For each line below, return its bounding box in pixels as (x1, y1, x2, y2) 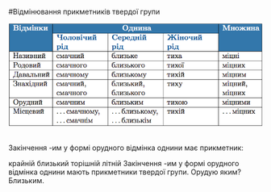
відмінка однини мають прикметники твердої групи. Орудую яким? (8, 167, 242, 177)
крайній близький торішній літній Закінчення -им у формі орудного (8, 158, 240, 168)
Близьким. (8, 175, 44, 185)
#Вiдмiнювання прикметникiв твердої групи (8, 7, 161, 16)
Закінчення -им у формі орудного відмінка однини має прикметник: (8, 143, 244, 152)
